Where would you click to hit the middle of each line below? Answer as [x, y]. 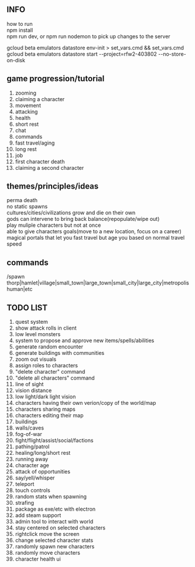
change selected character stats [54, 541]
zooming [26, 93]
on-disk [16, 60]
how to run [20, 24]
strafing [25, 503]
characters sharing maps [45, 409]
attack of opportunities [43, 472]
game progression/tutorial [56, 79]
